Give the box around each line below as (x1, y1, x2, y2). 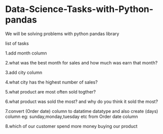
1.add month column (5, 50, 47, 56)
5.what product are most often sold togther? (5, 88, 96, 94)
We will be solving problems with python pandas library (5, 30, 119, 36)
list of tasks (5, 40, 29, 46)
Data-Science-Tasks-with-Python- (5, 3, 153, 15)
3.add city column (5, 69, 42, 75)
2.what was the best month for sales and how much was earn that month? (5, 59, 158, 65)
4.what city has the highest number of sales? (5, 79, 98, 85)
